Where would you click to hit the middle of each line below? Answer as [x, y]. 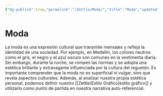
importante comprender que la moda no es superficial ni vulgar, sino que [78, 73]
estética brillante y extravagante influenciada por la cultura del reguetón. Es [81, 67]
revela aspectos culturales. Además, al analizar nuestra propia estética [76, 78]
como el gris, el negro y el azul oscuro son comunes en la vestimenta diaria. [81, 57]
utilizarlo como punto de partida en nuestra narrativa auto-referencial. [75, 88]
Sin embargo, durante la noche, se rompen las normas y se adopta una [76, 62]
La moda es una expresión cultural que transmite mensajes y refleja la [75, 47]
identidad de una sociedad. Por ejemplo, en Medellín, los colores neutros [78, 52]
